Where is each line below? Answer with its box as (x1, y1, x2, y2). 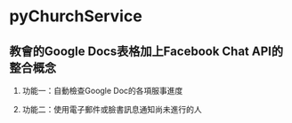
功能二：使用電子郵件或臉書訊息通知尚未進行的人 (21, 104, 202, 114)
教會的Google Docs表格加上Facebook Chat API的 (9, 43, 283, 58)
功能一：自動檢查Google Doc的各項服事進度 (21, 86, 183, 96)
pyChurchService (9, 6, 142, 27)
